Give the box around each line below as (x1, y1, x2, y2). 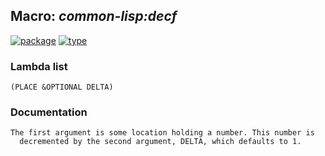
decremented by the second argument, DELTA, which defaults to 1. (19, 137, 302, 147)
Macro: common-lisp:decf (10, 8, 178, 25)
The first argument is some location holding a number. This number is (10, 128, 315, 138)
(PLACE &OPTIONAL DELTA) (10, 82, 114, 93)
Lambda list (10, 59, 68, 73)
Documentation (10, 105, 88, 119)
